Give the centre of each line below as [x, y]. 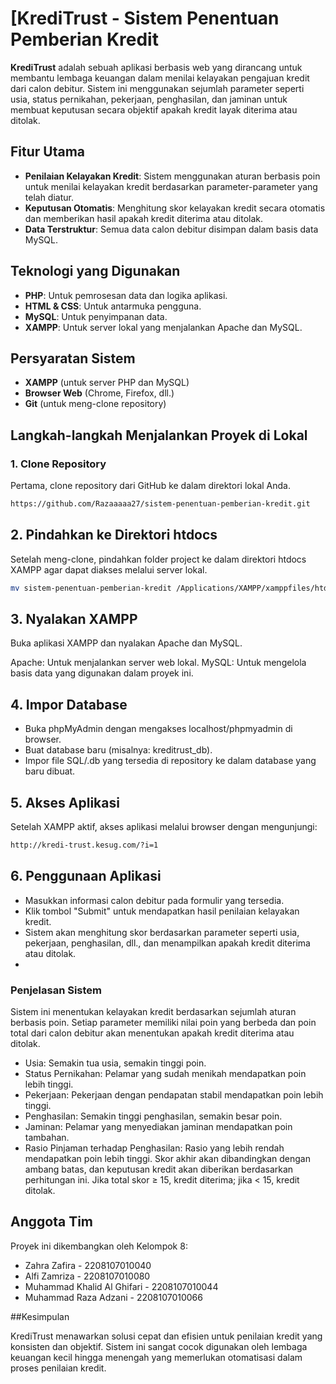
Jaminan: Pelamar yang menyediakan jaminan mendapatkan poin [158, 1127]
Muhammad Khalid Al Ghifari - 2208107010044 [121, 1286]
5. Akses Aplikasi [65, 802]
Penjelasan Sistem [56, 990]
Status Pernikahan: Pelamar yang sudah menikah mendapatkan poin [165, 1074]
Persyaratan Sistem [73, 358]
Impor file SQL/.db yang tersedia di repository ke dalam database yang [170, 761]
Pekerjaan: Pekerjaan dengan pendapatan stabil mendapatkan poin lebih [174, 1095]
